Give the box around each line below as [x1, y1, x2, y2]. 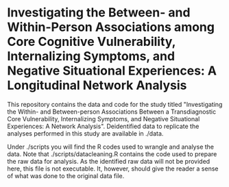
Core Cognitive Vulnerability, [7, 34, 176, 49]
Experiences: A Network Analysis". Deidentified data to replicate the [7, 122, 200, 130]
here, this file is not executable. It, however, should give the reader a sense [7, 164, 219, 173]
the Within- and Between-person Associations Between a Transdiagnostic [7, 108, 217, 116]
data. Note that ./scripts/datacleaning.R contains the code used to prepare [7, 149, 217, 158]
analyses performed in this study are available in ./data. [7, 129, 164, 138]
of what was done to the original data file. [7, 171, 125, 179]
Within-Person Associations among [7, 19, 215, 35]
